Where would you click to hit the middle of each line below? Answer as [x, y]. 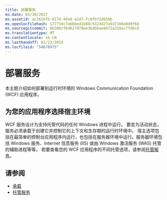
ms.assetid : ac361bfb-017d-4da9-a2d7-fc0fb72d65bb [59, 19]
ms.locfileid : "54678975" [32, 47]
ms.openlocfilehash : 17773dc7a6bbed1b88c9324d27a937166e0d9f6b [72, 24]
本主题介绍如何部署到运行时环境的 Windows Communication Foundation [79, 88]
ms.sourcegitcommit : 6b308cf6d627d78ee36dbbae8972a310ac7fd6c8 [72, 28]
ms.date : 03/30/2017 [27, 14]
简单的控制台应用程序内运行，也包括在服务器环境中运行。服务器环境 [88, 137]
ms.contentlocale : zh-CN [31, 38]
